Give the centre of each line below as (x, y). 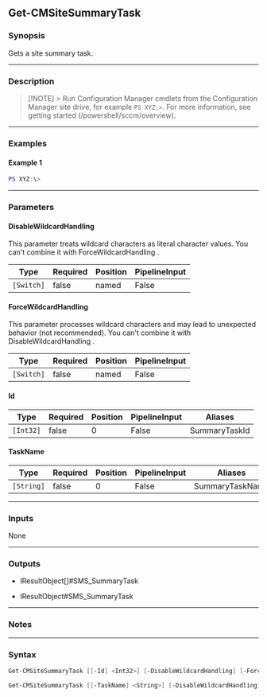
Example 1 (25, 162)
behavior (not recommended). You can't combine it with (100, 333)
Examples (28, 143)
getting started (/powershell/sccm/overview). (102, 115)
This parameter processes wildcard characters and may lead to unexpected (132, 325)
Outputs (25, 563)
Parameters (31, 207)
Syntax (22, 654)
